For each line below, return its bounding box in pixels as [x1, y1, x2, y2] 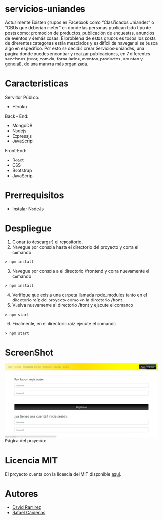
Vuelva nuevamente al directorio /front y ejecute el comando [12, 302, 133, 308]
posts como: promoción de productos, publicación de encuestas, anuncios [5, 30, 155, 36]
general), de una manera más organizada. [5, 61, 89, 67]
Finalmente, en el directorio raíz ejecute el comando [12, 320, 116, 326]
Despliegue [5, 223, 52, 234]
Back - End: [5, 113, 29, 119]
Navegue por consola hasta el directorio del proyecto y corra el [12, 244, 139, 250]
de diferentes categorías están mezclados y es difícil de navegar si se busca [5, 40, 158, 46]
